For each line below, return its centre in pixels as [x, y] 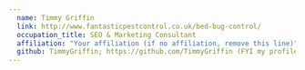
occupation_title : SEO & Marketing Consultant [107, 35]
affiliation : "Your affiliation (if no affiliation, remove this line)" [158, 43]
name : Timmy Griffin [56, 18]
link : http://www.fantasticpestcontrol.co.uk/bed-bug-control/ [139, 26]
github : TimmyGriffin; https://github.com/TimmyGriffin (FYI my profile [158, 52]
